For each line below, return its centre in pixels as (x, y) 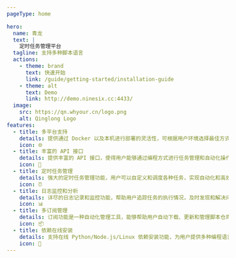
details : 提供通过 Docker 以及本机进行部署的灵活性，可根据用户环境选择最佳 (119, 139)
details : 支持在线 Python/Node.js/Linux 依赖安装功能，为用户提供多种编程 (121, 237)
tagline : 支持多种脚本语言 (48, 53)
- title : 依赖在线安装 (43, 230)
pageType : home (29, 14)
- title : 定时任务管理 (43, 171)
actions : (26, 60)
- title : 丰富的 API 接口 (48, 152)
